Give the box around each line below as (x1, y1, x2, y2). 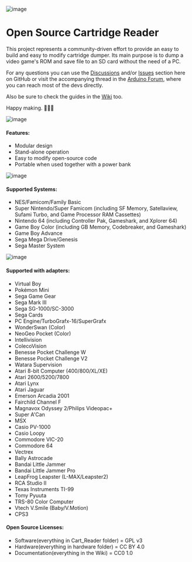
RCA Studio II (14, 479, 47, 486)
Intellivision (14, 336, 42, 343)
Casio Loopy (14, 430, 45, 437)
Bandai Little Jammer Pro (14, 466, 76, 474)
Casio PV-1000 (14, 423, 51, 430)
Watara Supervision (14, 361, 63, 368)
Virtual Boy (14, 280, 42, 287)
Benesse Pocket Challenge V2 (14, 355, 88, 362)
